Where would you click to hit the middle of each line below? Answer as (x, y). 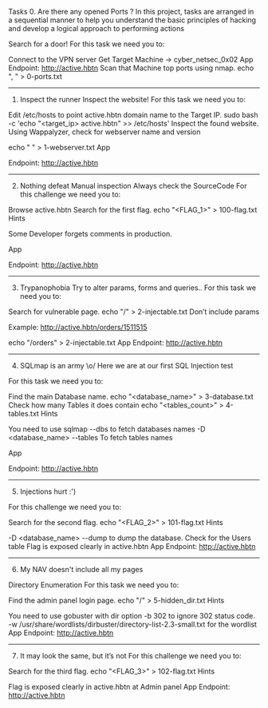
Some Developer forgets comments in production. (91, 234)
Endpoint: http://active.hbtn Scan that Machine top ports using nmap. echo (131, 68)
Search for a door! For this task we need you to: (87, 44)
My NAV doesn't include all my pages (81, 569)
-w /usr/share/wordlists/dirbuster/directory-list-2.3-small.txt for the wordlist (133, 624)
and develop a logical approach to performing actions (97, 28)
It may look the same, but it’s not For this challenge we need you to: (130, 656)
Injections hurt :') (48, 491)
